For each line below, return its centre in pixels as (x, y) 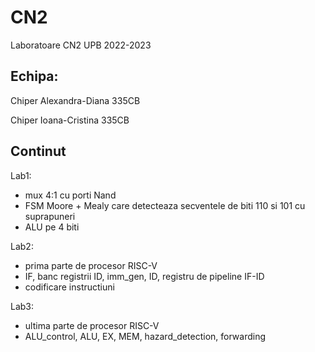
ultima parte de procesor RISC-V (92, 325)
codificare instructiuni (69, 287)
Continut (38, 151)
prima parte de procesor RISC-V (91, 265)
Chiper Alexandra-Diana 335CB (75, 100)
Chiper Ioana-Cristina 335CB (70, 120)
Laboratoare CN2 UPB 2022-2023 (81, 45)
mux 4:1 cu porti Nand (70, 195)
